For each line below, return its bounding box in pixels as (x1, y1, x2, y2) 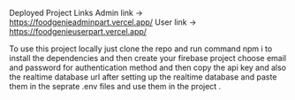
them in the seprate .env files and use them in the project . (9, 81, 222, 91)
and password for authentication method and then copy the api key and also (9, 62, 287, 73)
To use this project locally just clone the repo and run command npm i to (9, 43, 273, 54)
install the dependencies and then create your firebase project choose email (9, 53, 287, 63)
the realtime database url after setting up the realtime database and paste (9, 72, 277, 82)
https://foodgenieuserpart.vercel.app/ (9, 27, 147, 36)
